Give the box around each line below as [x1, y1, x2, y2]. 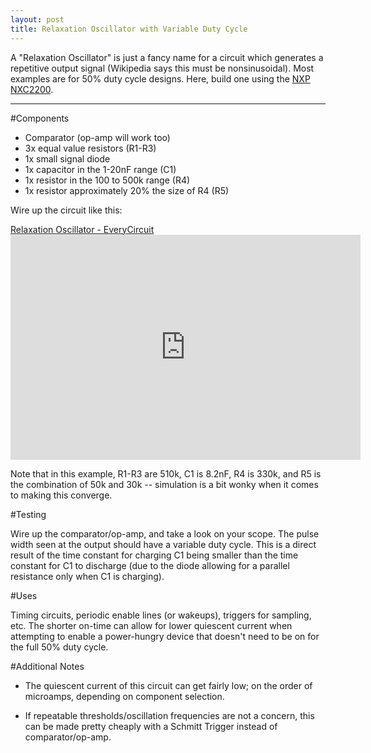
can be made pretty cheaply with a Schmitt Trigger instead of [24, 720, 278, 732]
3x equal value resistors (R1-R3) [24, 142, 157, 154]
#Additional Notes [10, 660, 85, 672]
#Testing [10, 508, 47, 520]
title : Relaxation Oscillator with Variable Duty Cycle [10, 24, 248, 34]
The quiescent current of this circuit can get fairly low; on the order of [24, 679, 313, 691]
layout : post [10, 14, 65, 25]
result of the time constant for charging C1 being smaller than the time [10, 549, 299, 561]
